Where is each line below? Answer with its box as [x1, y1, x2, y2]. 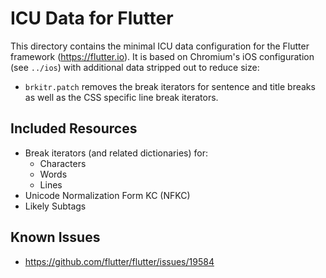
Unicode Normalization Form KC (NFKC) [24, 189, 191, 201]
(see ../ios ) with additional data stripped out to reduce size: [10, 61, 260, 73]
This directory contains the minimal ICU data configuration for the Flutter [10, 40, 310, 52]
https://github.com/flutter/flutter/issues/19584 [24, 255, 215, 267]
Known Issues [10, 229, 101, 246]
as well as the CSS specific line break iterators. [24, 91, 219, 103]
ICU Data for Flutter [10, 7, 174, 30]
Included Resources [10, 120, 138, 137]
